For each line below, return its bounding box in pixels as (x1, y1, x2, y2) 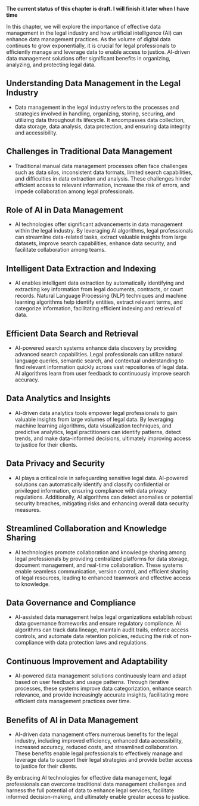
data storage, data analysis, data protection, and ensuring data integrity (14, 123, 191, 130)
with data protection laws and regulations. (45, 639, 148, 646)
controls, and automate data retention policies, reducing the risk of (14, 633, 179, 640)
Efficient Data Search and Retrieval (6, 328, 139, 338)
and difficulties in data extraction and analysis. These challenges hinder (14, 175, 191, 182)
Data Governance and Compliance (6, 597, 136, 607)
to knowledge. (14, 580, 51, 588)
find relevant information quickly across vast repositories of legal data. (14, 364, 188, 371)
